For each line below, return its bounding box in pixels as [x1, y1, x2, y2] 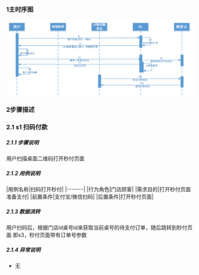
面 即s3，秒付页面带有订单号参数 [6, 232, 87, 239]
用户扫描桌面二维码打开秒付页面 [6, 155, 85, 162]
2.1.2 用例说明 [6, 169, 41, 176]
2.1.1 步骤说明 [6, 138, 39, 146]
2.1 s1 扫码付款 [6, 123, 48, 131]
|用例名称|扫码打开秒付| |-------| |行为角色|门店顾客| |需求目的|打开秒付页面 [6, 186, 191, 193]
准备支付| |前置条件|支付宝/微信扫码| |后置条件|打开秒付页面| [6, 193, 154, 200]
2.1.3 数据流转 [6, 208, 41, 215]
